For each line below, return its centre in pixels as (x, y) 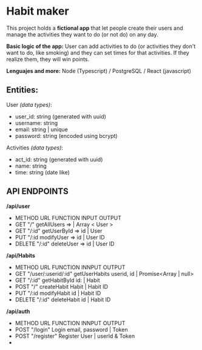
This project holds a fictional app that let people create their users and (95, 28)
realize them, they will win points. (48, 59)
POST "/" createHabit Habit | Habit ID (61, 286)
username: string (36, 123)
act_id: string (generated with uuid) (59, 159)
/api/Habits (21, 255)
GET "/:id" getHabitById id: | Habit (57, 280)
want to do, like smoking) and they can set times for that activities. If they (98, 52)
